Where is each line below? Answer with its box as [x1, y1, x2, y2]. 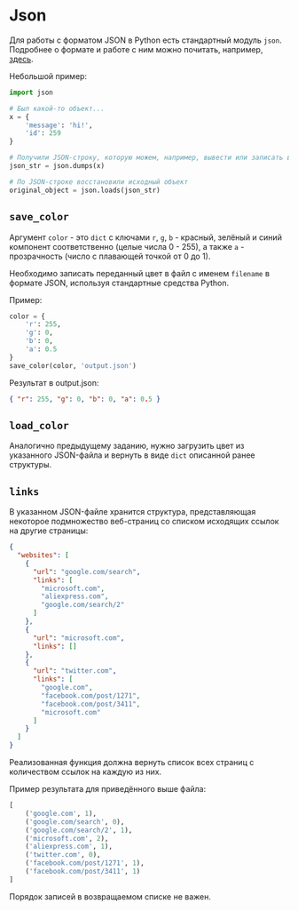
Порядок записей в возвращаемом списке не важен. [9, 891, 211, 902]
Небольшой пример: [9, 70, 87, 81]
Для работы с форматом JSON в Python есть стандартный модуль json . [9, 35, 282, 45]
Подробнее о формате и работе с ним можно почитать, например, [9, 44, 263, 54]
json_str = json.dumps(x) [9, 162, 105, 171]
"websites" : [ [17, 551, 69, 560]
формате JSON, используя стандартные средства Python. [9, 277, 230, 288]
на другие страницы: [9, 525, 89, 536]
